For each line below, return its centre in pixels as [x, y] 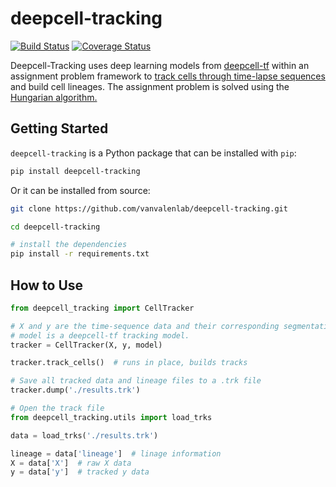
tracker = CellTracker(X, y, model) [86, 345]
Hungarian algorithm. [54, 97]
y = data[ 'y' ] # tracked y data [80, 472]
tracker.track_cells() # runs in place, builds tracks [129, 363]
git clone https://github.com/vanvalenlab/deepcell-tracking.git [149, 208]
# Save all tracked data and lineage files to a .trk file [136, 381]
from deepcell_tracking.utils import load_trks [111, 417]
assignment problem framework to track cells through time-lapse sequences [168, 76]
